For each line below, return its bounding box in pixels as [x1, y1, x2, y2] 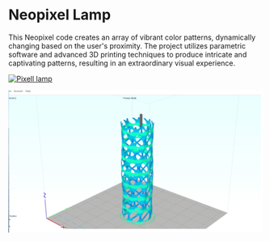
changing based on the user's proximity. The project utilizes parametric [8, 40, 247, 50]
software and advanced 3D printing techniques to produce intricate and [8, 49, 247, 59]
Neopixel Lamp [8, 6, 112, 24]
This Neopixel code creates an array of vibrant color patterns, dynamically [8, 32, 256, 42]
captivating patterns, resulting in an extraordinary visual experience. [8, 58, 236, 68]
